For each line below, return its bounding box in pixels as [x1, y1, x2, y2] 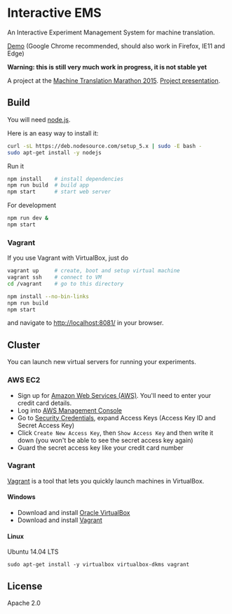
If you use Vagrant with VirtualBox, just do [7, 254, 128, 262]
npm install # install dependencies [7, 175, 124, 182]
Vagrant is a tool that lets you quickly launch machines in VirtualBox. [7, 476, 205, 485]
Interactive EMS [7, 5, 102, 21]
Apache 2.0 [7, 599, 41, 608]
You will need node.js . [7, 115, 71, 124]
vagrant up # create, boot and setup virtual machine [7, 267, 180, 274]
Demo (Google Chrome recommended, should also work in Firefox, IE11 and [7, 41, 226, 50]
